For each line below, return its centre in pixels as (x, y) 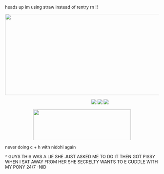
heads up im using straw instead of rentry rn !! (51, 7)
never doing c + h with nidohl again (41, 147)
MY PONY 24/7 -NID (26, 167)
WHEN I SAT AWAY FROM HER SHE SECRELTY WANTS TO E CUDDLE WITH (82, 162)
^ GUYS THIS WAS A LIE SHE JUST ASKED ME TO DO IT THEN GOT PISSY (80, 157)
